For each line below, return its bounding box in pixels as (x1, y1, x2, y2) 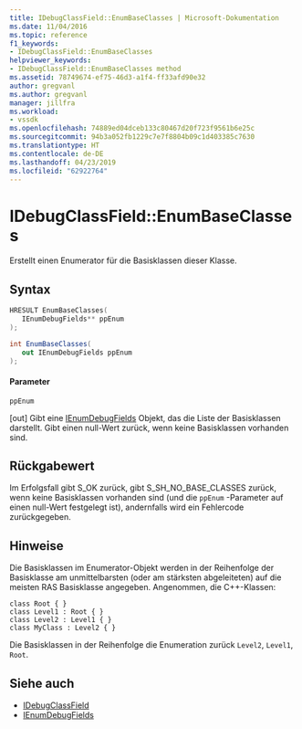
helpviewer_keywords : (9, 56, 92, 65)
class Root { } (9, 599, 68, 608)
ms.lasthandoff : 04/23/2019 (9, 157, 117, 167)
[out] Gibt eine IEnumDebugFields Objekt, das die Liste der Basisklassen (9, 412, 281, 423)
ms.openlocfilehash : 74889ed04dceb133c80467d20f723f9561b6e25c (9, 124, 255, 133)
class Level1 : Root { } (9, 607, 104, 617)
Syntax (9, 281, 51, 297)
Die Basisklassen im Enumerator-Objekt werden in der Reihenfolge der (9, 563, 275, 574)
